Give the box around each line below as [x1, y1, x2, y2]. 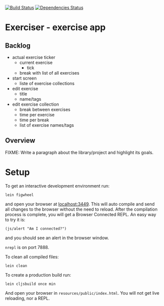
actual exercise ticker [12, 55, 55, 60]
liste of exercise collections [19, 81, 75, 86]
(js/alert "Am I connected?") [5, 226, 67, 231]
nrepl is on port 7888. [5, 244, 49, 250]
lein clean [5, 263, 27, 268]
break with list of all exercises [19, 70, 80, 76]
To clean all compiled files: [5, 253, 59, 260]
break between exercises [19, 107, 70, 112]
